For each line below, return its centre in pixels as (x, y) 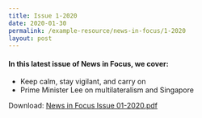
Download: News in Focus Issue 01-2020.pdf (83, 106)
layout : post (30, 38)
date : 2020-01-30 (38, 23)
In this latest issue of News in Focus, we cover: (88, 63)
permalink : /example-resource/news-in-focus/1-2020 (97, 31)
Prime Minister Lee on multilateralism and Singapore (107, 90)
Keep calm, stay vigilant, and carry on (83, 82)
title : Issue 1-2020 (43, 16)
